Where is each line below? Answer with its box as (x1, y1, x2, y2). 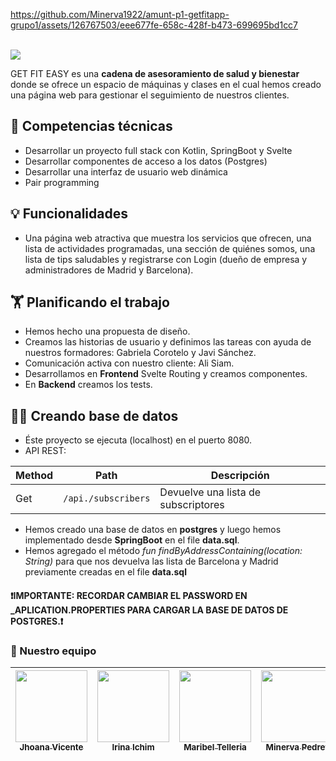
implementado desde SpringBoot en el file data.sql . (24, 534, 240, 546)
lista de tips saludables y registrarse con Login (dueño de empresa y (24, 253, 308, 265)
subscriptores (159, 498, 225, 512)
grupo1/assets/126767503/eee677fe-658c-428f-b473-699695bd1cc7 (10, 19, 299, 31)
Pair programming (24, 176, 100, 188)
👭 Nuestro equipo (10, 644, 97, 658)
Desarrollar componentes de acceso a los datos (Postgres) (24, 155, 268, 167)
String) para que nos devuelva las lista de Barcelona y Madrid (24, 555, 279, 568)
